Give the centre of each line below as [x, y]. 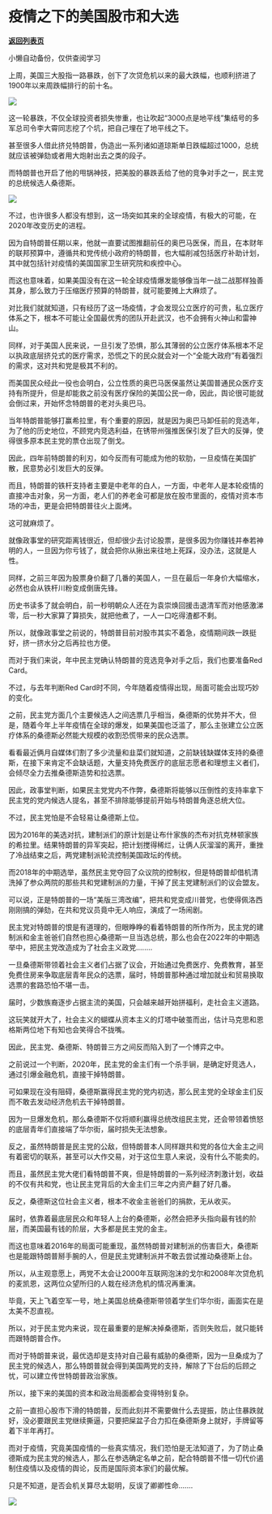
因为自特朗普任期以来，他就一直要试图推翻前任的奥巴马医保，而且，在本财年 [136, 242]
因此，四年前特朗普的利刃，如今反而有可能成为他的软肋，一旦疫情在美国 [129, 458]
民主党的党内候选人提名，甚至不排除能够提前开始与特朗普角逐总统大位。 [129, 800]
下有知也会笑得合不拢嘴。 [86, 1029]
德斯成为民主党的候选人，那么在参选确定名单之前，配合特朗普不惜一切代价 [132, 1458]
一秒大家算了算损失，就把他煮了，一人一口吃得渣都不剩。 [125, 615]
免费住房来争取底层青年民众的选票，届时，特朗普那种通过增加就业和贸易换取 [136, 975]
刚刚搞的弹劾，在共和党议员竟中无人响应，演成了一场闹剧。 [108, 910]
